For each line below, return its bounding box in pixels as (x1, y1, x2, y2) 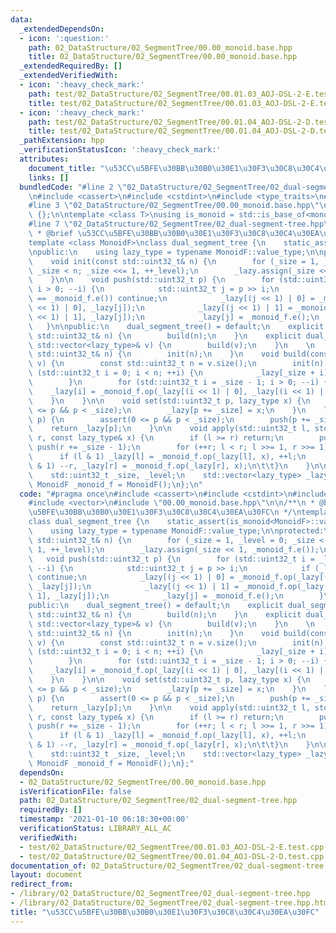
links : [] (28, 172, 70, 183)
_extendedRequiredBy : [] (19, 61, 123, 71)
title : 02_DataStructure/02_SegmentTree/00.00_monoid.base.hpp (28, 52, 298, 62)
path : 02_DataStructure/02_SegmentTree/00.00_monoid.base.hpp (28, 42, 293, 53)
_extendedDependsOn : (19, 24, 105, 34)
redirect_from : (10, 879, 74, 890)
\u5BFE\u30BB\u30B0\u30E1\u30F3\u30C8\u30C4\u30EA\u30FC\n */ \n (28, 507, 302, 518)
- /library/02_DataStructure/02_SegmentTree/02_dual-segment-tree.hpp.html (10, 898, 333, 908)
